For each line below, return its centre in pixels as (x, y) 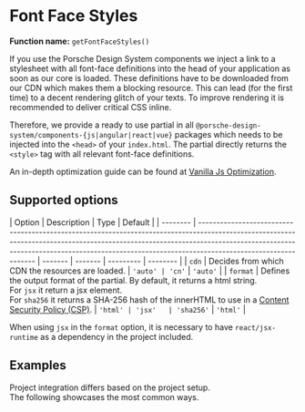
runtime (24, 337)
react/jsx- (255, 328)
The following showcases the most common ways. (104, 397)
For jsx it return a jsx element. (66, 290)
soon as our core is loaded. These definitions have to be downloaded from (149, 77)
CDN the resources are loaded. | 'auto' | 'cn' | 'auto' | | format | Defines (150, 271)
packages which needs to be (229, 134)
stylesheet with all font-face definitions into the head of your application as (150, 68)
